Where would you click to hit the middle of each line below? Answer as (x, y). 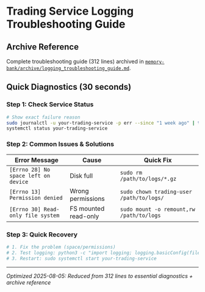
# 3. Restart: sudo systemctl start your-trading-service (81, 258)
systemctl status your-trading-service (57, 129)
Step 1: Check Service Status (50, 104)
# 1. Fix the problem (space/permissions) (61, 247)
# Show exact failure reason (43, 117)
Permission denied (36, 198)
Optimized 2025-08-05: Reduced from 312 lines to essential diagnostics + (100, 276)
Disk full (81, 175)
